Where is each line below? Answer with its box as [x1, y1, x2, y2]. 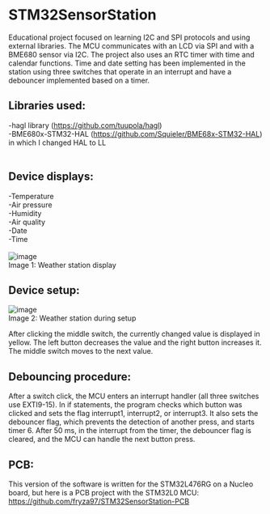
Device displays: [8, 170, 95, 184]
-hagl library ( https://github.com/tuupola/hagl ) [8, 120, 162, 130]
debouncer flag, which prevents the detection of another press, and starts [8, 417, 255, 427]
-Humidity [8, 208, 42, 218]
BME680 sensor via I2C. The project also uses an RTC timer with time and [8, 49, 255, 59]
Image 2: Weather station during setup [8, 313, 137, 323]
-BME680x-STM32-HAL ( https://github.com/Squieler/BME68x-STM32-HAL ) [8, 129, 263, 138]
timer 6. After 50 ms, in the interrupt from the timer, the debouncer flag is [8, 426, 252, 435]
